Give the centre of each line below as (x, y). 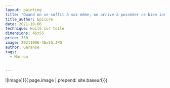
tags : (11, 52)
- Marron (19, 57)
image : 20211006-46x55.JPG (34, 43)
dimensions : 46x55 (25, 33)
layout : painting (24, 10)
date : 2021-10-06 (24, 24)
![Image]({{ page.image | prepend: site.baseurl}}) (56, 80)
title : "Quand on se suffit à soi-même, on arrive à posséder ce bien (81, 15)
